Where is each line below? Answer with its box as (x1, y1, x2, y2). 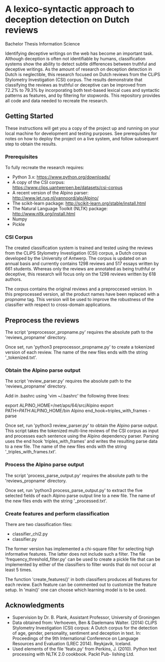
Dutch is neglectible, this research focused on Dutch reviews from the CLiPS (5, 71, 161, 77)
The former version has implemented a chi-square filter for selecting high (5, 546, 154, 552)
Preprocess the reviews (5, 316, 80, 324)
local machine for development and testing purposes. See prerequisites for (5, 130, 157, 136)
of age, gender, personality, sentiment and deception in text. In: (12, 630, 141, 636)
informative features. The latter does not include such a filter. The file (5, 551, 146, 557)
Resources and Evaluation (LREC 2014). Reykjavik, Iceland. (12, 640, 132, 646)
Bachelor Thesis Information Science (5, 41, 80, 46)
